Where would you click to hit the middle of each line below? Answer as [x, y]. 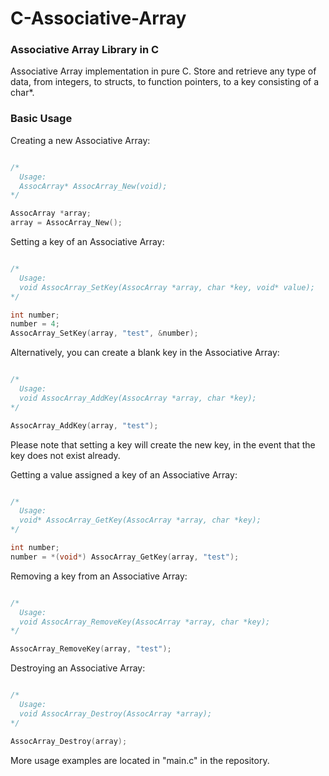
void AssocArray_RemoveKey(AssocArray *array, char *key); [145, 622]
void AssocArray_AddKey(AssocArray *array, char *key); [138, 398]
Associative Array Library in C [85, 50]
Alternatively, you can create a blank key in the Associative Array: [145, 353]
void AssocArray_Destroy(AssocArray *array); [116, 713]
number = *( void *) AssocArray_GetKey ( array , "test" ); [125, 557]
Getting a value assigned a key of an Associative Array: [124, 474]
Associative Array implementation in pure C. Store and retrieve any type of [163, 71]
